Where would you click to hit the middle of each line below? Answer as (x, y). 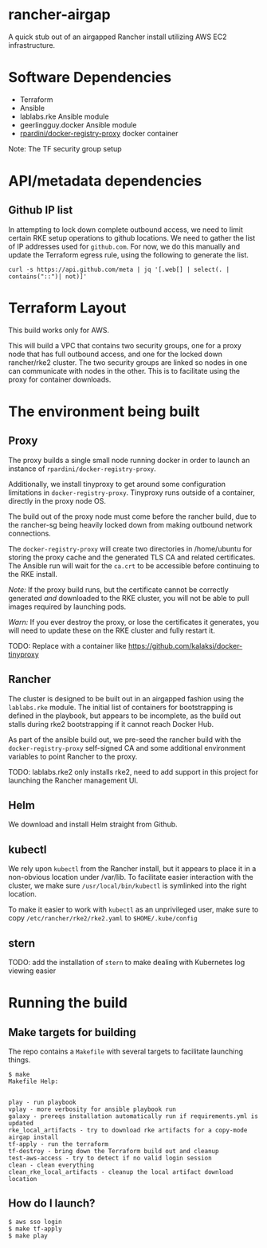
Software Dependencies (90, 78)
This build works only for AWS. (59, 330)
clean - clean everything (51, 1165)
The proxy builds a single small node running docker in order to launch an (129, 460)
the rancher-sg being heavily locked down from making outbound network (130, 524)
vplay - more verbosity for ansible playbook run (92, 1109)
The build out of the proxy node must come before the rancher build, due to (132, 516)
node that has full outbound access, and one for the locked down (116, 354)
